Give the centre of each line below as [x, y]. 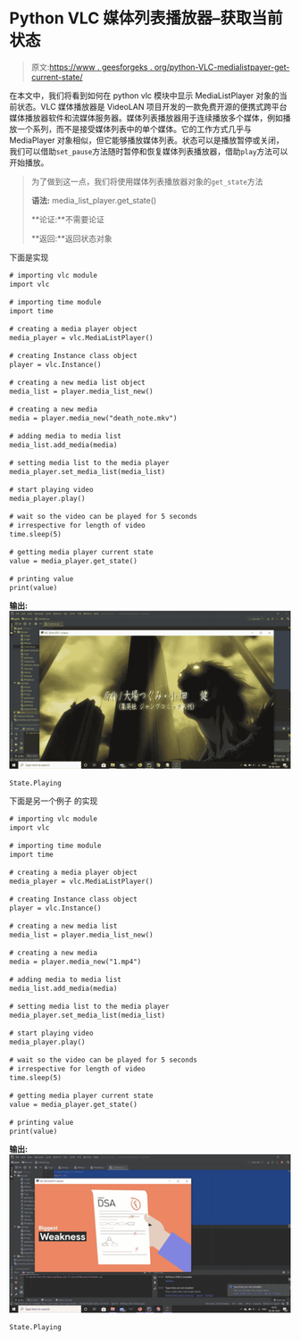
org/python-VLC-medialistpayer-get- [222, 67]
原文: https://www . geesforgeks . [92, 67]
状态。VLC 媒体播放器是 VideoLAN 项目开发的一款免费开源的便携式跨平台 [152, 106]
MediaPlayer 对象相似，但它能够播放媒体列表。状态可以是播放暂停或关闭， [146, 140]
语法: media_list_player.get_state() [94, 200]
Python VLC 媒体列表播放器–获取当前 [146, 18]
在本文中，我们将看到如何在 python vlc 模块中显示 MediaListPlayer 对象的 [144, 96]
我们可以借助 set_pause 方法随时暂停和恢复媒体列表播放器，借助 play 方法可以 [149, 151]
